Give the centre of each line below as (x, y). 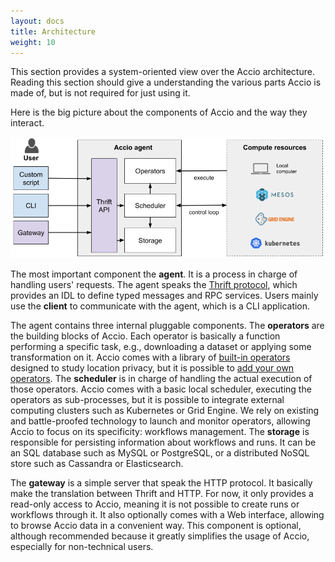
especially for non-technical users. (82, 546)
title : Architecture (53, 31)
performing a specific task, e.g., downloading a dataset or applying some (161, 346)
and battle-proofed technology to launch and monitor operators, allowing (160, 421)
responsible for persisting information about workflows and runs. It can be (163, 442)
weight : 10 (33, 42)
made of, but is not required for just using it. (100, 93)
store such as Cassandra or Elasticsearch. (97, 463)
